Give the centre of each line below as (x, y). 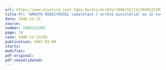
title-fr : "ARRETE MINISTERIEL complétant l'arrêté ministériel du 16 (79, 14)
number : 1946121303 (25, 28)
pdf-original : (20, 55)
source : (13, 23)
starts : (13, 46)
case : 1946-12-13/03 (26, 37)
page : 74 (14, 33)
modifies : (15, 51)
